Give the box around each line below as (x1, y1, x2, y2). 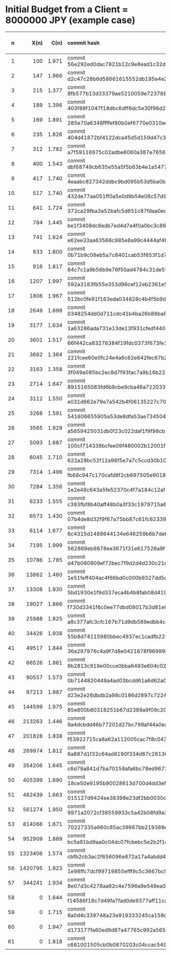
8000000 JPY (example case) (5, 14, 136, 26)
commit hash (67, 39, 100, 46)
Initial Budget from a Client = (5, 4, 129, 15)
